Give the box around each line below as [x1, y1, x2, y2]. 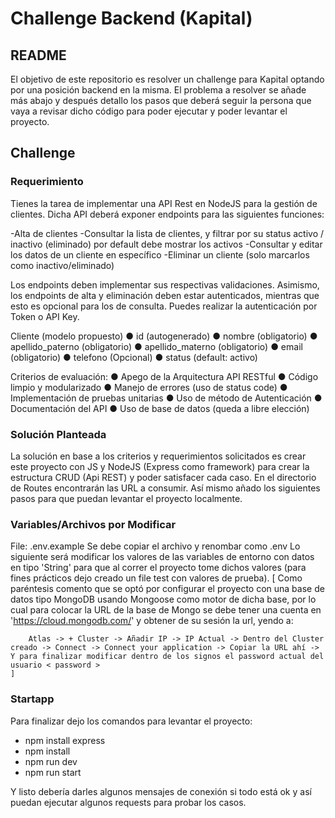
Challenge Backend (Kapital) [10, 7, 253, 30]
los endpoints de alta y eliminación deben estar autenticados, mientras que [10, 289, 320, 301]
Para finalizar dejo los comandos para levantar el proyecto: [10, 715, 253, 727]
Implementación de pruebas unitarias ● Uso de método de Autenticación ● [10, 392, 323, 404]
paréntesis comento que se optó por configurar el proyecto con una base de [10, 583, 325, 595]
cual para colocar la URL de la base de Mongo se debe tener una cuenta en [10, 604, 322, 616]
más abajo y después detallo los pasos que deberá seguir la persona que [10, 95, 312, 106]
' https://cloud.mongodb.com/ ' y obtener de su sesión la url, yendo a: [10, 615, 294, 627]
